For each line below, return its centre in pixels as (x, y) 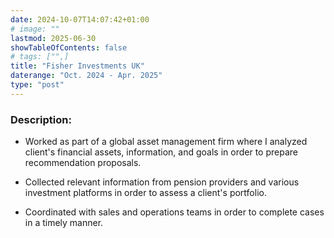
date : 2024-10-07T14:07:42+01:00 (80, 19)
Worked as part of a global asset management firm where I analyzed (166, 142)
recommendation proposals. (83, 163)
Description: (41, 119)
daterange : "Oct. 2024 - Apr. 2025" (86, 76)
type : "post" (37, 85)
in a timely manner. (64, 223)
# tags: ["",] (40, 57)
